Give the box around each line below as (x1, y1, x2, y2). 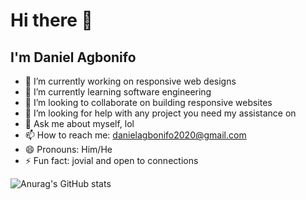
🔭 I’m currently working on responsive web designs (24, 75, 237, 87)
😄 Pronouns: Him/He (24, 144, 113, 155)
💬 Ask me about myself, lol (24, 118, 135, 129)
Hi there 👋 (10, 9, 93, 32)
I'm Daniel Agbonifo (10, 49, 137, 66)
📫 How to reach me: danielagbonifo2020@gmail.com (24, 129, 247, 141)
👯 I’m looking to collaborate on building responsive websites (24, 97, 273, 108)
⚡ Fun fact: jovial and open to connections (24, 155, 199, 166)
